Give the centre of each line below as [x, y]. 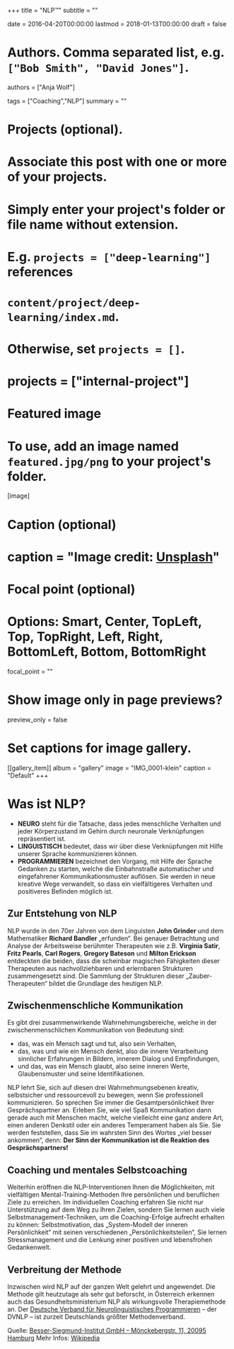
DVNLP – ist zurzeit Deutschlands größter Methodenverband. [96, 1316]
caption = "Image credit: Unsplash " [113, 557]
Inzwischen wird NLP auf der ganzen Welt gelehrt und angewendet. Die [111, 1286]
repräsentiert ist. [42, 838]
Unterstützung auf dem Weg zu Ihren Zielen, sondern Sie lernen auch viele [116, 1209]
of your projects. [57, 177]
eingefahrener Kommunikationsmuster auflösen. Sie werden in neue [116, 876]
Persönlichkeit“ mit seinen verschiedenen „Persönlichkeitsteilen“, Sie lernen [117, 1232]
